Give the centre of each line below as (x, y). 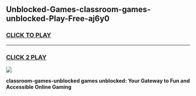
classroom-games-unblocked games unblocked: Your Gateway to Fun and (98, 80)
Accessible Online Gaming (39, 87)
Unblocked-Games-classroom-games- (78, 10)
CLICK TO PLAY (29, 35)
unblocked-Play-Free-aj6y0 (58, 19)
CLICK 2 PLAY (26, 57)
